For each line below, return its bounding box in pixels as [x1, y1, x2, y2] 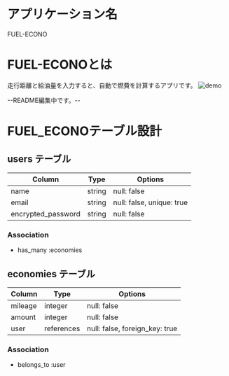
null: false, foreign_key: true [86, 323, 178, 333]
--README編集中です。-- [7, 96, 81, 104]
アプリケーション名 [7, 6, 118, 22]
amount [11, 312, 36, 322]
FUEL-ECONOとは [7, 57, 113, 73]
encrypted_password [11, 209, 81, 218]
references [44, 323, 81, 333]
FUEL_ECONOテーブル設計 [7, 123, 162, 139]
